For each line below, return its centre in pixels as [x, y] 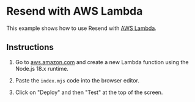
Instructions [30, 47]
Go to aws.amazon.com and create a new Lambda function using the [102, 62]
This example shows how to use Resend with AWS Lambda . [82, 28]
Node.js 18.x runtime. [42, 68]
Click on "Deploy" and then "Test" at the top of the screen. [89, 92]
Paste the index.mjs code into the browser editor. [77, 80]
